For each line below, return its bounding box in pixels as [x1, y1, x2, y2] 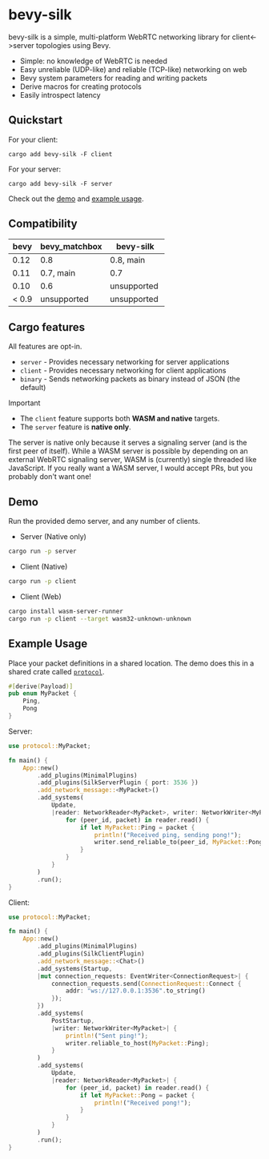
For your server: [8, 164, 62, 174]
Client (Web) [19, 591, 62, 602]
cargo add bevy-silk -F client [8, 150, 113, 158]
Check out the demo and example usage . [8, 194, 144, 203]
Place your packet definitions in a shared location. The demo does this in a [8, 658, 255, 668]
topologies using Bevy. [35, 40, 111, 50]
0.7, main [39, 267, 76, 278]
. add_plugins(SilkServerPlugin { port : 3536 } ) [37, 779, 199, 787]
